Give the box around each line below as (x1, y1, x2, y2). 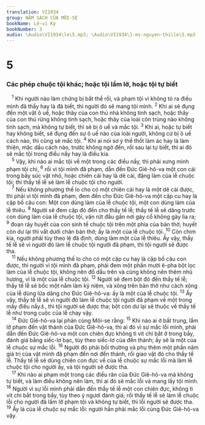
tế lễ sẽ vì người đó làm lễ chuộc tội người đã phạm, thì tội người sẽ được (6, 241, 189, 248)
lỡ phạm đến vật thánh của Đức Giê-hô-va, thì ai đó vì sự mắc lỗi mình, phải (6, 323, 197, 331)
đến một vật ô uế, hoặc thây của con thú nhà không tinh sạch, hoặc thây (6, 109, 189, 117)
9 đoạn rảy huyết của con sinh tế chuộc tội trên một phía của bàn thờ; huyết (6, 219, 197, 228)
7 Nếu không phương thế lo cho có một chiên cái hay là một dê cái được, (12, 185, 195, 193)
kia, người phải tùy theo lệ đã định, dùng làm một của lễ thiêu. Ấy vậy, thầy (6, 234, 194, 242)
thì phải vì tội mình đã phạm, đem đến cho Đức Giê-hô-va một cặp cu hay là (6, 193, 198, 200)
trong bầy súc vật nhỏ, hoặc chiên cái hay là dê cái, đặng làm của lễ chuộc (6, 172, 195, 179)
